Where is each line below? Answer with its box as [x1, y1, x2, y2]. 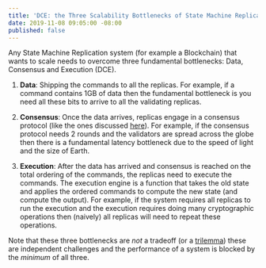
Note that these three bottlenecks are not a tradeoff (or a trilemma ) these [8, 235, 247, 246]
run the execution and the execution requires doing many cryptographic [19, 204, 255, 213]
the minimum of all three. [8, 253, 89, 262]
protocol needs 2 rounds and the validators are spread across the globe [19, 129, 254, 139]
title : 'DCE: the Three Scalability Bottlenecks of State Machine [8, 11, 232, 20]
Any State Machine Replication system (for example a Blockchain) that [8, 48, 237, 58]
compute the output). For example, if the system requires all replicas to [19, 195, 251, 205]
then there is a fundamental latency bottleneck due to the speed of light [19, 138, 254, 147]
